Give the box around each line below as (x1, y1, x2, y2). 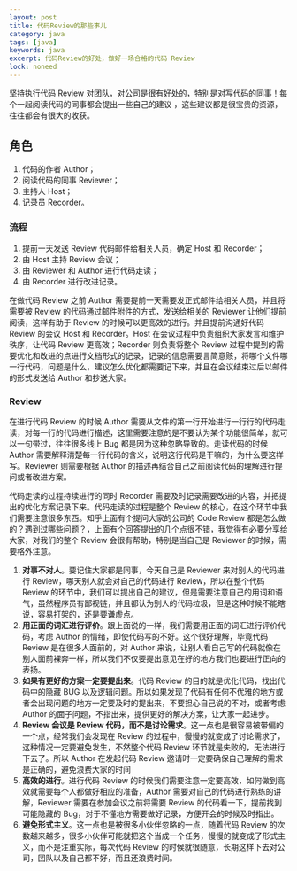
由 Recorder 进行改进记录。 (21, 276, 123, 286)
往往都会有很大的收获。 (9, 110, 95, 121)
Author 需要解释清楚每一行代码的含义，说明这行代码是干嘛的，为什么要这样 (9, 449, 285, 461)
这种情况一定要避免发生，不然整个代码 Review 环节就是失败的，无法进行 (21, 742, 286, 753)
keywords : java (9, 46, 65, 55)
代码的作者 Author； (21, 163, 96, 174)
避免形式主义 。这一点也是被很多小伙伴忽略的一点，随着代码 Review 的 (21, 820, 278, 830)
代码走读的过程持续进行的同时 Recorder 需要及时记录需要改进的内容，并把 (9, 491, 280, 502)
